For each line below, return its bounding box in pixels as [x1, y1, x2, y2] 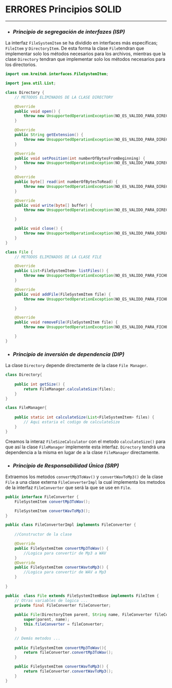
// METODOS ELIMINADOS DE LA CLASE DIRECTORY [14, 95, 114, 100]
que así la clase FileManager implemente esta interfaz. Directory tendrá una [5, 444, 165, 450]
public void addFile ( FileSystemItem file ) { [14, 292, 111, 297]
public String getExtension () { [14, 132, 83, 138]
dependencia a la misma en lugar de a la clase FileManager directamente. [5, 449, 160, 455]
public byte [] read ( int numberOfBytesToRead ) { [14, 179, 118, 185]
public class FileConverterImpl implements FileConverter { [5, 522, 137, 528]
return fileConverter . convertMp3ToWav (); [24, 650, 114, 655]
